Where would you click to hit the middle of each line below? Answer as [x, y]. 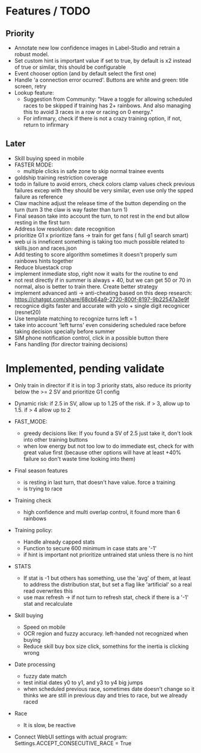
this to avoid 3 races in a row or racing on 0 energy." [88, 112]
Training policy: [33, 530]
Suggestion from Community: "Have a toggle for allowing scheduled [108, 99]
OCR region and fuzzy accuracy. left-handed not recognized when [106, 633]
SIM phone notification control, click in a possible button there [91, 338]
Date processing [35, 664]
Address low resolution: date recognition [65, 229]
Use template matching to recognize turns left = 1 [75, 319]
